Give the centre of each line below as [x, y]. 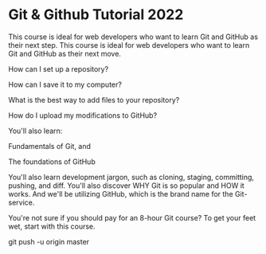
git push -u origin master [49, 241]
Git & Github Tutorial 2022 [96, 15]
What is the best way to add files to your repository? [94, 100]
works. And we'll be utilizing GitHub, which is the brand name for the [121, 193]
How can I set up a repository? [59, 68]
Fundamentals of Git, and [50, 146]
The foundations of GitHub [52, 162]
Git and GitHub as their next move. [65, 53]
